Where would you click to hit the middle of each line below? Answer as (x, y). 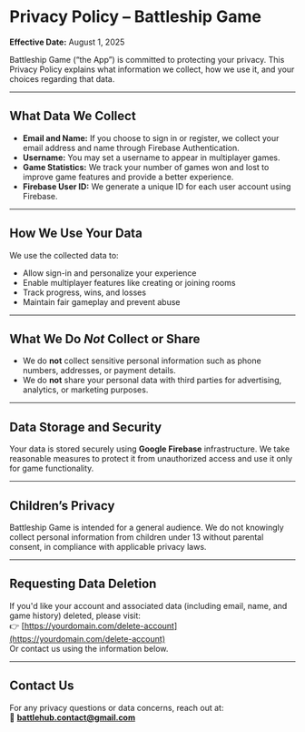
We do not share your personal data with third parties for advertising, (152, 381)
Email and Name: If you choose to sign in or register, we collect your (151, 137)
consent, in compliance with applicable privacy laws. (108, 547)
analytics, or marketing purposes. (85, 390)
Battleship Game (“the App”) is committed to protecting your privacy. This (147, 59)
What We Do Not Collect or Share (105, 339)
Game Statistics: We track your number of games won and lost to (146, 167)
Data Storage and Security (85, 427)
